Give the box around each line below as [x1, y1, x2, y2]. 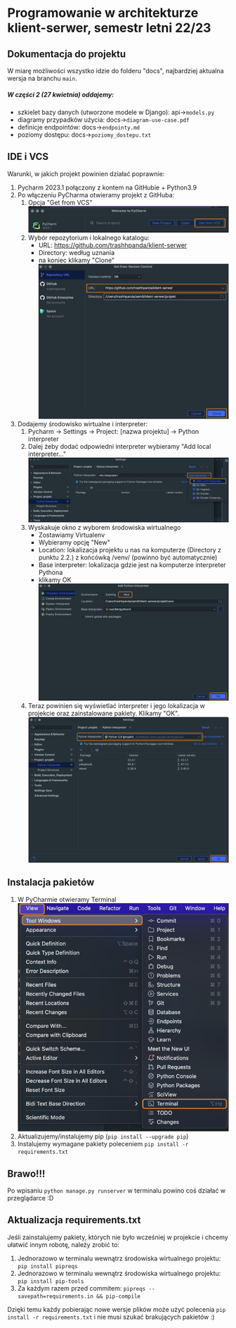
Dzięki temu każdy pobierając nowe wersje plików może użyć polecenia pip [7, 1305, 226, 1313]
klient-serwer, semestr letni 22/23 [7, 20, 211, 36]
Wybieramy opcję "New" [38, 538, 110, 547]
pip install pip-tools [17, 1277, 84, 1285]
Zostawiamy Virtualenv [38, 530, 105, 540]
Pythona [38, 569, 63, 577]
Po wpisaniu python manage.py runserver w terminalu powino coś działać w [7, 1186, 226, 1195]
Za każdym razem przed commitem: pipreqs [17, 1284, 146, 1292]
